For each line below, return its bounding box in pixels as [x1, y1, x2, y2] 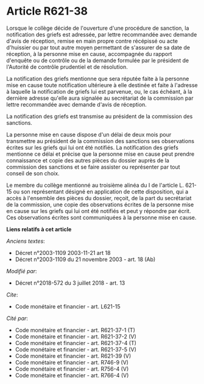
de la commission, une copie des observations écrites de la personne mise [6, 201, 194, 208]
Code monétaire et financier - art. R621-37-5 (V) [15, 346, 137, 353]
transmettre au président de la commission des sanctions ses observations [6, 137, 195, 144]
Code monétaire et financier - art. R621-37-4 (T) [15, 339, 137, 346]
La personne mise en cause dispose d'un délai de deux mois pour [6, 131, 172, 138]
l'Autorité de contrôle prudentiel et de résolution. [6, 63, 128, 71]
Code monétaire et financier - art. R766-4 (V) [15, 371, 129, 379]
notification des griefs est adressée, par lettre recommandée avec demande [6, 30, 197, 38]
